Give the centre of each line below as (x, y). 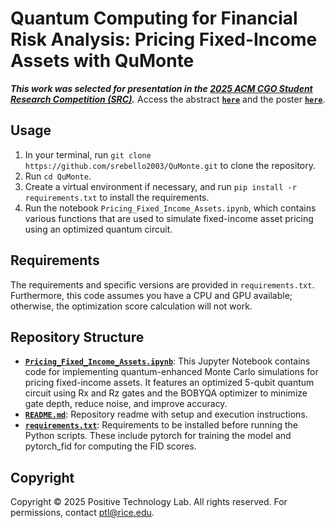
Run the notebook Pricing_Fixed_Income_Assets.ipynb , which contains (170, 208)
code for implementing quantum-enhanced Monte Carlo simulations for (171, 372)
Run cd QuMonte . (58, 176)
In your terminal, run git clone (88, 154)
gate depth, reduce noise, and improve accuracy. (126, 404)
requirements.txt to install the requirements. (117, 197)
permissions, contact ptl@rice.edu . (82, 513)
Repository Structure (77, 337)
